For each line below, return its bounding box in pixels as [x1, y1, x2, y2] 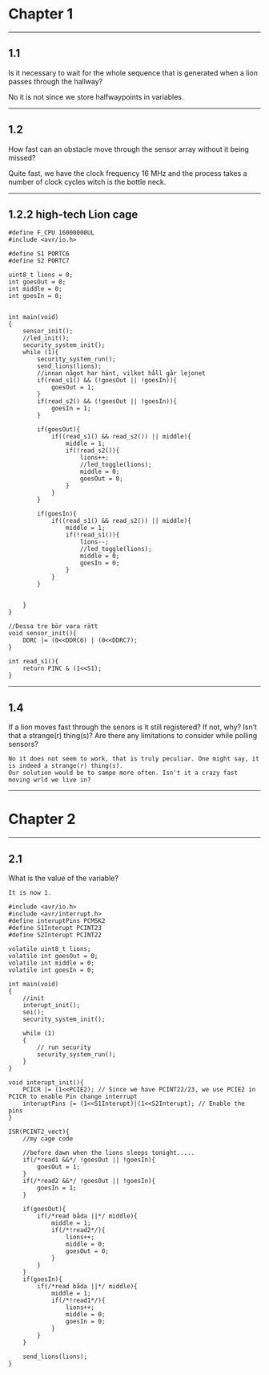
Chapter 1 [8, 5, 74, 23]
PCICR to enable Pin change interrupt [8, 1092, 138, 1100]
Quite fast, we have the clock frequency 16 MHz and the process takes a [8, 168, 247, 177]
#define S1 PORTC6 [8, 250, 70, 258]
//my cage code [22, 1134, 74, 1143]
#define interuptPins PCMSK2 [8, 916, 106, 924]
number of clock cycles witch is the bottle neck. [8, 177, 167, 186]
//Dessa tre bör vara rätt [8, 622, 98, 630]
